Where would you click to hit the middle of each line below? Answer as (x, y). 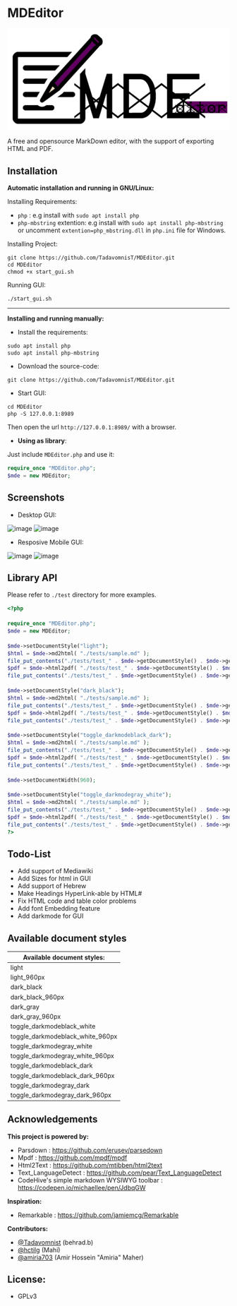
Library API (32, 578)
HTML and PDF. (30, 149)
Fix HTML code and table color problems (77, 901)
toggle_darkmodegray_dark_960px (61, 1095)
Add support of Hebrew (52, 886)
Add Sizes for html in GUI (54, 879)
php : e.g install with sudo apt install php (78, 215)
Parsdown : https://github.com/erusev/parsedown (90, 1150)
